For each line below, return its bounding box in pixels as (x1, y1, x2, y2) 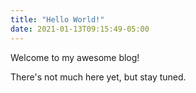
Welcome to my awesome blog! (10, 51, 140, 63)
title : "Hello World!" (10, 14, 105, 25)
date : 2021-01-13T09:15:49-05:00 (10, 24, 150, 34)
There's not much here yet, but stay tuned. (10, 71, 187, 83)
